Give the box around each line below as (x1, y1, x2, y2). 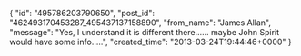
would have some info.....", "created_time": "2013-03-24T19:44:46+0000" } (9, 36, 293, 47)
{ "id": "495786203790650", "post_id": (9, 8, 155, 18)
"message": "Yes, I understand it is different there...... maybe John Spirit (9, 27, 280, 37)
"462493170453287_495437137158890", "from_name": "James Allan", (9, 17, 271, 28)
